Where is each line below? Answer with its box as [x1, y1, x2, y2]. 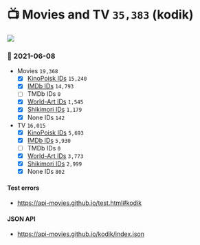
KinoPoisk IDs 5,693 [27, 128, 84, 137]
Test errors [7, 184, 40, 192]
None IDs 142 [27, 113, 65, 121]
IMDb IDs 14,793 [27, 82, 74, 90]
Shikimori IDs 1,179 [27, 106, 82, 114]
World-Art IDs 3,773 [27, 151, 84, 160]
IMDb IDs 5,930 [27, 136, 71, 144]
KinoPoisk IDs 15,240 [27, 75, 87, 83]
